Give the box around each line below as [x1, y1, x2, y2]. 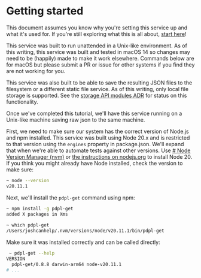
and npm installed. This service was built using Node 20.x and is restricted [6, 134, 190, 141]
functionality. [6, 98, 39, 105]
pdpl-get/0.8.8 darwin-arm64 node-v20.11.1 [11, 261, 121, 267]
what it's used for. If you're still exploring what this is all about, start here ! [6, 30, 187, 37]
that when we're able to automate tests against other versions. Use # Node [6, 147, 191, 154]
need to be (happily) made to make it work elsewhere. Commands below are [6, 55, 194, 62]
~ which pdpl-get [6, 222, 50, 228]
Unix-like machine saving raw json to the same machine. [6, 116, 145, 123]
